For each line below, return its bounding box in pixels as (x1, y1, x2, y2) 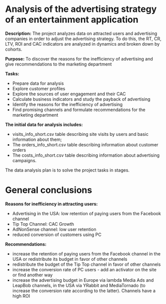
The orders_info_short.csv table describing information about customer (12, 141, 159, 147)
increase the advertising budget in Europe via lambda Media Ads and (12, 277, 154, 283)
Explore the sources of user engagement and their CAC (12, 91, 126, 97)
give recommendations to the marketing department (5, 61, 112, 67)
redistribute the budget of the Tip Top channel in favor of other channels (12, 261, 161, 267)
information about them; (12, 136, 62, 142)
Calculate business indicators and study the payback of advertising (12, 96, 151, 102)
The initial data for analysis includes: (5, 122, 83, 127)
